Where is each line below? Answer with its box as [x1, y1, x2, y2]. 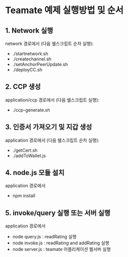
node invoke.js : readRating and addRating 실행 [12, 240, 109, 246]
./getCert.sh [12, 147, 38, 153]
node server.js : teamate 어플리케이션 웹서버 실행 [12, 246, 111, 252]
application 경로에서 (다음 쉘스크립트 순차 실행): [5, 137, 99, 143]
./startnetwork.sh [12, 51, 49, 56]
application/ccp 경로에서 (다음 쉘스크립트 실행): [5, 97, 99, 103]
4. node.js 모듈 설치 [5, 168, 65, 177]
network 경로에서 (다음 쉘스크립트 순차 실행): [5, 41, 94, 46]
